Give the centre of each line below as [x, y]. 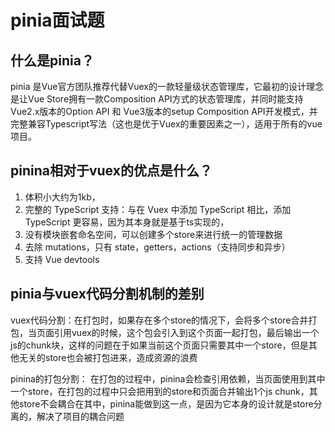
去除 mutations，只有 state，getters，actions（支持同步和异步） [157, 247]
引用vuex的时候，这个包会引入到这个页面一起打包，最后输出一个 [186, 332]
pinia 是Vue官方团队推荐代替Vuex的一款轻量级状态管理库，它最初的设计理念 [167, 86]
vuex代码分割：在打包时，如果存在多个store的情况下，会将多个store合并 [159, 320]
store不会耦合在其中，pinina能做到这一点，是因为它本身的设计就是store [166, 403]
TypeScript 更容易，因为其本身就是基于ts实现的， [127, 222]
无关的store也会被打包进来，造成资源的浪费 [108, 357]
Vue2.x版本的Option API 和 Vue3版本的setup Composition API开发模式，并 [164, 111]
